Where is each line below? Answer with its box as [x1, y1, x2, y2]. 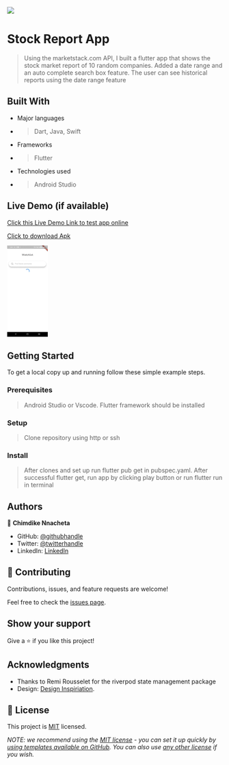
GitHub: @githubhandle [16, 532, 83, 541]
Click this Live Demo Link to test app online [7, 218, 129, 226]
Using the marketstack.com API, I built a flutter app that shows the [23, 53, 211, 62]
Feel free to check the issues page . [7, 598, 106, 606]
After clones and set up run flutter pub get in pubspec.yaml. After [23, 466, 208, 474]
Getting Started [7, 350, 75, 361]
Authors [7, 500, 43, 512]
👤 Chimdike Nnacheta [7, 519, 70, 527]
